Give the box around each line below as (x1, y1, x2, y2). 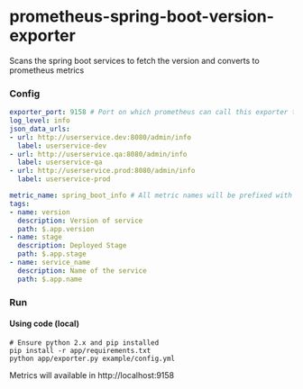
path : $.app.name (17, 275, 83, 284)
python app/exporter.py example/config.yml (9, 354, 176, 363)
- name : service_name (9, 258, 91, 267)
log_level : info (9, 116, 70, 125)
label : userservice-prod (17, 175, 111, 184)
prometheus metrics (9, 65, 85, 76)
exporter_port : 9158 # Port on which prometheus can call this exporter (9, 108, 289, 117)
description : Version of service (17, 216, 143, 225)
